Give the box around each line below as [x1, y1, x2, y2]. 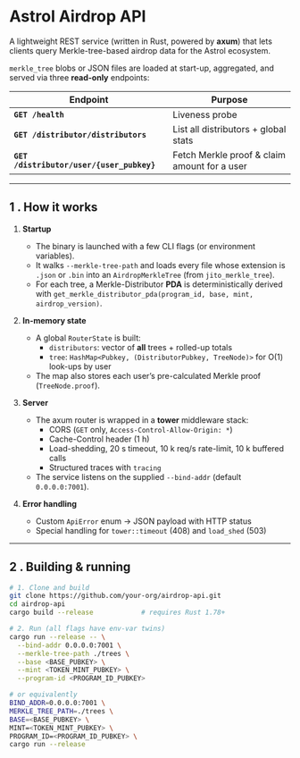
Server [21, 397, 49, 408]
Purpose [211, 93, 248, 105]
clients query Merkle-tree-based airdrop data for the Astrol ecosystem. [9, 45, 271, 55]
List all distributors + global [172, 122, 287, 135]
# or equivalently [9, 690, 78, 699]
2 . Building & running [9, 560, 131, 575]
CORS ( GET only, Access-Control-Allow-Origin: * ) [48, 424, 234, 434]
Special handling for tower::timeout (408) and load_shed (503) [35, 525, 267, 535]
